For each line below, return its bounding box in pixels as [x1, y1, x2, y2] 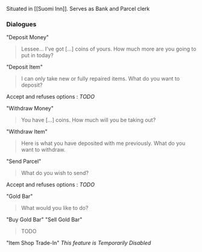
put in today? [21, 52, 54, 59]
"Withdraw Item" [6, 128, 48, 135]
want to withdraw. [21, 146, 66, 153]
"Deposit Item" [6, 63, 43, 71]
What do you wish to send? [21, 170, 89, 177]
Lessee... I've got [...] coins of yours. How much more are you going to [21, 45, 197, 53]
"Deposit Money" [6, 34, 49, 41]
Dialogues [6, 20, 37, 28]
